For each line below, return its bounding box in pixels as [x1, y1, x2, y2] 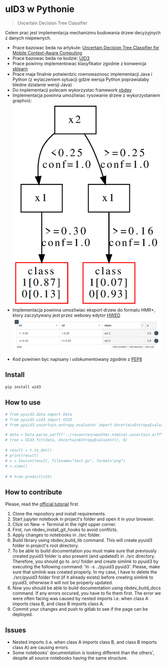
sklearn [12, 66, 28, 72]
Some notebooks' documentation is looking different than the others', [12, 650, 155, 656]
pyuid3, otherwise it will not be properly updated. [12, 580, 113, 586]
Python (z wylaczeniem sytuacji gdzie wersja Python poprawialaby [12, 76, 149, 82]
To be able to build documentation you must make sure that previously [12, 548, 157, 554]
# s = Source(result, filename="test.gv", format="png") [5, 459, 126, 464]
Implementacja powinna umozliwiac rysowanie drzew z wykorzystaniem [12, 92, 161, 98]
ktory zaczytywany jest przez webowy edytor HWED [12, 313, 121, 319]
